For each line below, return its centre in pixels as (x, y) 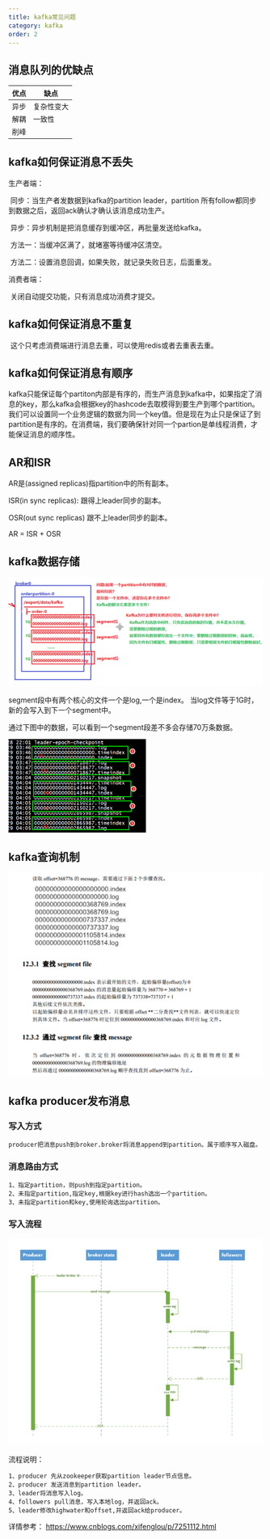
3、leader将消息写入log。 (48, 1493)
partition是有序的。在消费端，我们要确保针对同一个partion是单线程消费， (130, 424)
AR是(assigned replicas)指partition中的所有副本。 (91, 483)
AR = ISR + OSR (35, 534)
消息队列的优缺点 (51, 70)
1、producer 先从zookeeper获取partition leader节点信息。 (102, 1476)
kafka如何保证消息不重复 (71, 325)
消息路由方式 (34, 1166)
